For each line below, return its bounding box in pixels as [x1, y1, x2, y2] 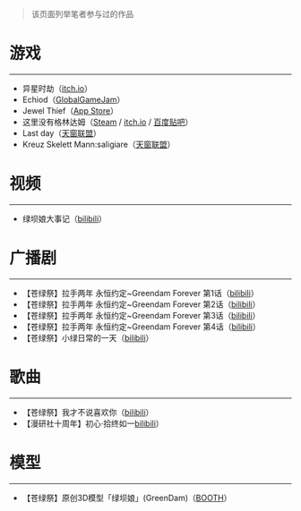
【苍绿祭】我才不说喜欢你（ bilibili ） [21, 406, 154, 417]
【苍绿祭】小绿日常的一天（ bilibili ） [21, 332, 154, 343]
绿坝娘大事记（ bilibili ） [21, 213, 107, 224]
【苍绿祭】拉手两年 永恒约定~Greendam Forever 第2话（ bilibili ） [21, 299, 261, 310]
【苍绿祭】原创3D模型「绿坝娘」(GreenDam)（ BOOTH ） [21, 492, 232, 503]
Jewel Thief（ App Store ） [21, 105, 119, 115]
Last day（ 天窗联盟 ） [21, 127, 101, 138]
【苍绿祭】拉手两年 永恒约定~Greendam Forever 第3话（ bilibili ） [21, 310, 261, 320]
